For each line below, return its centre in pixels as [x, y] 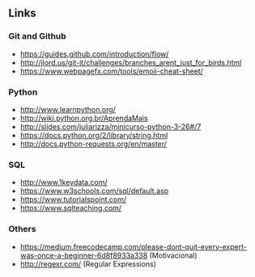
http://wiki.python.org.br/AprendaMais [84, 118]
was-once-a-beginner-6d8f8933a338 [84, 255]
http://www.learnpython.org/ [68, 109]
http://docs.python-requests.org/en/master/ [93, 144]
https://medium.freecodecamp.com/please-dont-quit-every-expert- [133, 246]
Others [22, 229]
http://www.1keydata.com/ [64, 183]
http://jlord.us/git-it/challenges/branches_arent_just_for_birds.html [131, 62]
